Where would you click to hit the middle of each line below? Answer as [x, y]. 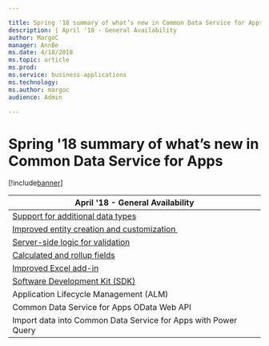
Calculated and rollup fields [64, 255]
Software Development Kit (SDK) [74, 281]
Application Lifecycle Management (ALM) [90, 295]
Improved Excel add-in [56, 268]
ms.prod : [23, 68]
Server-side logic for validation [71, 243]
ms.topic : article [39, 60]
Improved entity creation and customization [94, 229]
